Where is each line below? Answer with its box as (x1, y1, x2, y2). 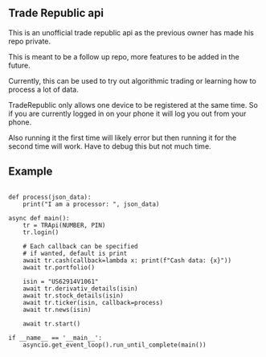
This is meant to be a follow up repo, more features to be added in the (8, 51, 239, 61)
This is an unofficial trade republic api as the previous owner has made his (8, 27, 255, 37)
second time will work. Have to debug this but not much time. (8, 141, 211, 151)
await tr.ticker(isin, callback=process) (23, 298, 163, 306)
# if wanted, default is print (23, 249, 128, 257)
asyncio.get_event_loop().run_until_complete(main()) (23, 341, 207, 349)
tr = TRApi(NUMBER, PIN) (23, 221, 106, 229)
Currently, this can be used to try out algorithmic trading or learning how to (8, 76, 257, 85)
